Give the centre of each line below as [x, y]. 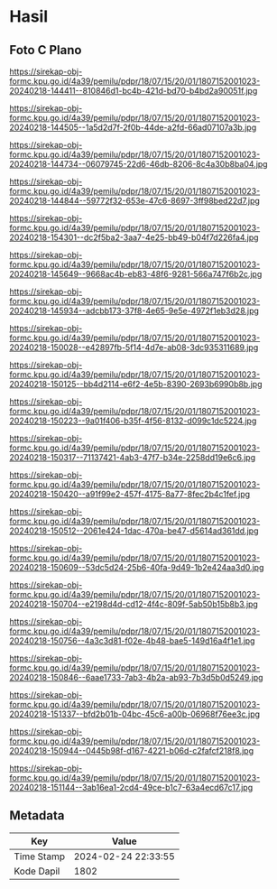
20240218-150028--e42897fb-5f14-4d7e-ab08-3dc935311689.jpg [134, 347]
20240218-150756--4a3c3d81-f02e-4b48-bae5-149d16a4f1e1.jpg [132, 641]
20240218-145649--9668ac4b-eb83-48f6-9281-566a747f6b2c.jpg [136, 274]
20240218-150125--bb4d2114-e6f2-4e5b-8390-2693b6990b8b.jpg [136, 384]
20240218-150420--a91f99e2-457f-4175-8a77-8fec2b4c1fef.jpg [130, 494]
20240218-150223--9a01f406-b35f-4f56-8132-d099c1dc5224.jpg [133, 421]
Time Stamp [40, 857]
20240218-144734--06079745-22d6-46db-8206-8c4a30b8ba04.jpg [138, 164]
